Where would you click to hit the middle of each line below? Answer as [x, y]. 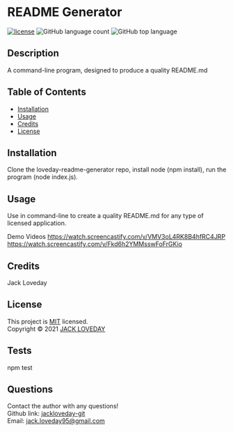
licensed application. [37, 223]
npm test [20, 367]
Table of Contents [47, 92]
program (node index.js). [43, 177]
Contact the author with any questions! [63, 406]
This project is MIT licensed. [48, 321]
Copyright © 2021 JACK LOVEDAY [56, 329]
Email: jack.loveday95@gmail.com [56, 421]
